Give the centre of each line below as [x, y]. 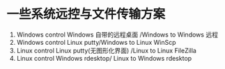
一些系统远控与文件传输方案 [86, 14]
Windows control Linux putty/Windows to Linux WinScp [96, 42]
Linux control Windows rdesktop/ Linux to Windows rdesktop [104, 58]
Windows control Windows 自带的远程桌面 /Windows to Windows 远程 [117, 34]
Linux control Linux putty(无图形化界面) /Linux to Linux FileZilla [106, 50]
